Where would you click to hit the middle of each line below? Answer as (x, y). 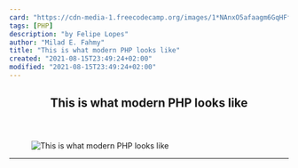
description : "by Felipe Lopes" (69, 34)
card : (19, 17)
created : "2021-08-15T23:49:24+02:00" (81, 59)
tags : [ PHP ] (31, 26)
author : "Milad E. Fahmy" (57, 42)
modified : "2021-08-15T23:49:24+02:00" (83, 68)
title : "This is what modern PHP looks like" (94, 51)
